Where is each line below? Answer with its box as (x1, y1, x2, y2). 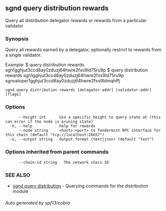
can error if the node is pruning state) (5, 119, 94, 125)
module (12, 188, 29, 194)
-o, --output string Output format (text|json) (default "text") (10, 137, 154, 142)
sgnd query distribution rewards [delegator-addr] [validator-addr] (5, 87, 152, 92)
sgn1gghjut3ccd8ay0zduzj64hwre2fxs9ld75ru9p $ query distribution (5, 67, 148, 73)
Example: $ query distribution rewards (5, 62, 85, 68)
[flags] (5, 92, 22, 97)
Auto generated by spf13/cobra (5, 199, 70, 205)
